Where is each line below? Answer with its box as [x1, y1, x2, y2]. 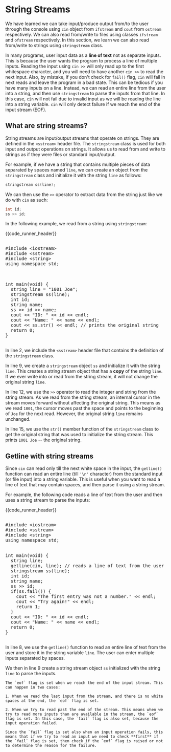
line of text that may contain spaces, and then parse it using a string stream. [5, 482, 165, 488]
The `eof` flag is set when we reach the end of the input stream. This [5, 680, 163, 685]
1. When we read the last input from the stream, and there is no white [5, 694, 163, 699]
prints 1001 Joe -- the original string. [5, 437, 82, 443]
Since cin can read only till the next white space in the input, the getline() [5, 465, 162, 471]
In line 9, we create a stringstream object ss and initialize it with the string [5, 362, 161, 369]
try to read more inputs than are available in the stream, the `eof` [5, 712, 159, 717]
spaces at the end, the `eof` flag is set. [5, 698, 100, 703]
